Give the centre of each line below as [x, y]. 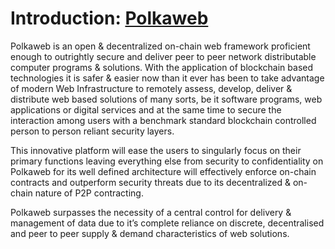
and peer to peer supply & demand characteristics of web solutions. [150, 233]
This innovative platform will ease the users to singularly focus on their [156, 150]
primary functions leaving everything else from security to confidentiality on [167, 161]
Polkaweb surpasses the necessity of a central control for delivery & [151, 212]
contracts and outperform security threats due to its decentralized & [150, 182]
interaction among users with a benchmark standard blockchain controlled [163, 120]
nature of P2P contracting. [89, 193]
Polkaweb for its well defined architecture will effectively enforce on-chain [163, 171]
